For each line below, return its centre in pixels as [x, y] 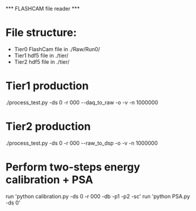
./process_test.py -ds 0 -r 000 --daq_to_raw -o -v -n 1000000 [82, 102]
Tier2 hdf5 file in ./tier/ [42, 61]
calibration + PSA [49, 180]
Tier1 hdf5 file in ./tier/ [41, 55]
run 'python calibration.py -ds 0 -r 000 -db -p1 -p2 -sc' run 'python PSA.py [98, 196]
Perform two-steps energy [73, 167]
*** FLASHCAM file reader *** [43, 9]
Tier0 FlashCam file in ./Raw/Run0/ [57, 49]
